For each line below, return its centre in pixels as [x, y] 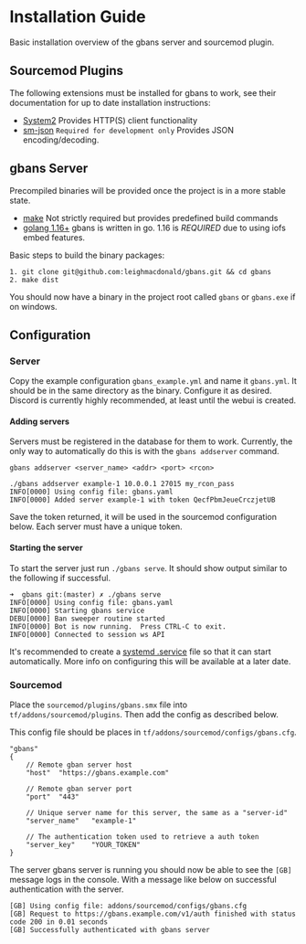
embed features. [53, 237]
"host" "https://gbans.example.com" [98, 773]
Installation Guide [78, 17]
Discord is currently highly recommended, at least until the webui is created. [153, 400]
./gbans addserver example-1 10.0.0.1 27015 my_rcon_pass [122, 484]
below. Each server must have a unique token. [96, 526]
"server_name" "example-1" [81, 821]
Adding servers [40, 421]
